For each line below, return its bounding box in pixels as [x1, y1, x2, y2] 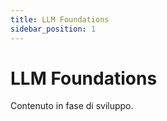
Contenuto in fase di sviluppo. [10, 100, 134, 112]
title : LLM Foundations [10, 14, 110, 25]
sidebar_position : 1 [10, 24, 97, 34]
